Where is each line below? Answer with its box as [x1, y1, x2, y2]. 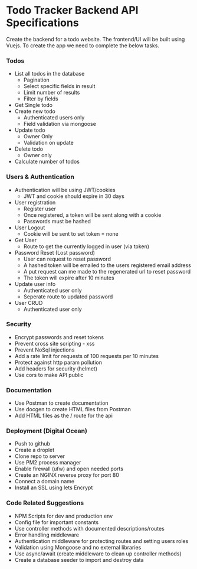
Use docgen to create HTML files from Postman [14, 406, 131, 413]
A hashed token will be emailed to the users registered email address [23, 261, 192, 269]
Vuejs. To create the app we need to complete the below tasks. [6, 42, 159, 49]
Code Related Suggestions [6, 499, 84, 507]
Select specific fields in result [23, 83, 96, 90]
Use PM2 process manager [14, 459, 81, 466]
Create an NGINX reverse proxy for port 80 [14, 472, 120, 479]
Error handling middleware [14, 531, 80, 538]
